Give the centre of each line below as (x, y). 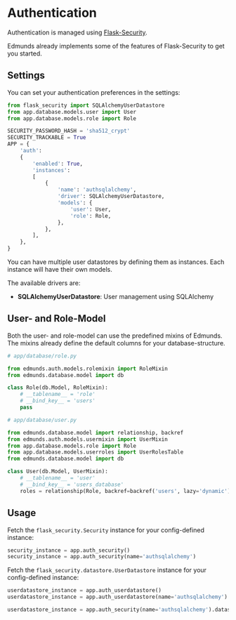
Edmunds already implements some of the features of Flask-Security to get (116, 46)
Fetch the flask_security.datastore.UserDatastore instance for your (107, 570)
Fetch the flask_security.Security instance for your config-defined (106, 530)
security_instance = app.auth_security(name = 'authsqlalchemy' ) (102, 557)
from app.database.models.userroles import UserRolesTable (96, 452)
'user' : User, (91, 209)
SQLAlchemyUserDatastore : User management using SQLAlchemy (116, 297)
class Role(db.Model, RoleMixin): (58, 388)
